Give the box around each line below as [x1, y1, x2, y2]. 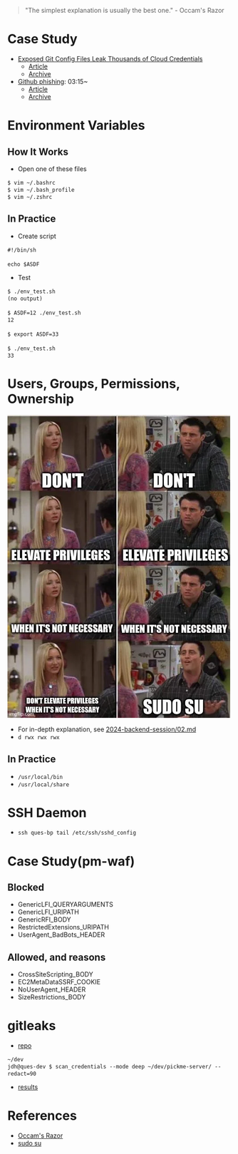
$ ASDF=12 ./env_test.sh [7, 309, 81, 316]
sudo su [17, 1139, 42, 1148]
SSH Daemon [7, 805, 87, 820]
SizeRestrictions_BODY [17, 993, 86, 1001]
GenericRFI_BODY [17, 915, 71, 924]
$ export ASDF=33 [7, 331, 59, 338]
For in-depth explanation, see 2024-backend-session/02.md [17, 725, 197, 733]
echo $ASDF [7, 260, 40, 268]
